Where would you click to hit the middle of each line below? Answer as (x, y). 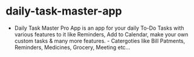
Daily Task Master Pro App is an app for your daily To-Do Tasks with (99, 28)
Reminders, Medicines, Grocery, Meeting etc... (72, 47)
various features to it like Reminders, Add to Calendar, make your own (101, 34)
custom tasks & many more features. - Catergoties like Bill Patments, (100, 41)
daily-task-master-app (64, 11)
